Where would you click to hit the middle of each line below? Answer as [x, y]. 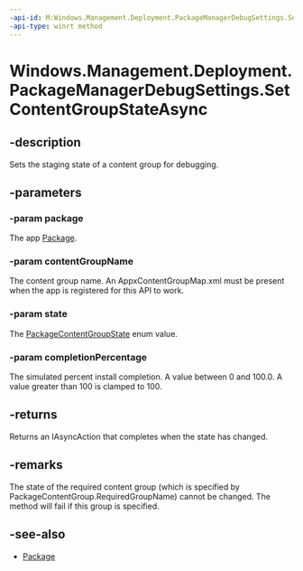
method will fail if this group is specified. [84, 506]
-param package [46, 218]
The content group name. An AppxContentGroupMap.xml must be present [147, 281]
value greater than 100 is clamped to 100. [86, 387]
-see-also [37, 534]
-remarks [36, 465]
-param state [38, 314]
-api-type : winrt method [56, 26]
